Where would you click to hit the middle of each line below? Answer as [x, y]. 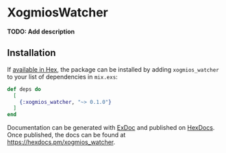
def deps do [24, 89]
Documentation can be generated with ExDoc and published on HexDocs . [111, 128]
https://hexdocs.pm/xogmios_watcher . [61, 142]
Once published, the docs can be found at [66, 135]
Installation [32, 53]
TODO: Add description [41, 31]
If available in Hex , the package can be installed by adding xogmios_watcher [113, 69]
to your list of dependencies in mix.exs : [62, 76]
